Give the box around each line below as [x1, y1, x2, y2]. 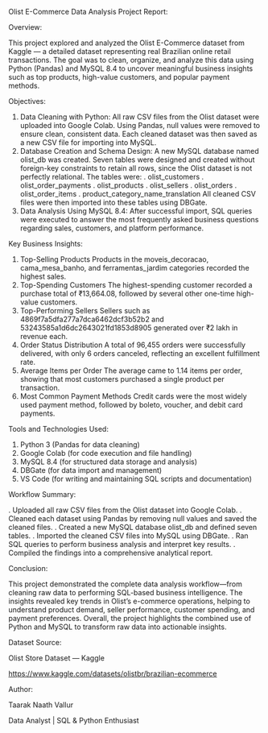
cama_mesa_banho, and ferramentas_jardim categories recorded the [19, 263, 249, 272]
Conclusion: [8, 564, 48, 573]
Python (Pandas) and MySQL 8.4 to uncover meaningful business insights [8, 64, 254, 73]
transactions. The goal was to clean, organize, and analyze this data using [8, 56, 254, 64]
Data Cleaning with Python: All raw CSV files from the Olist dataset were [19, 112, 260, 122]
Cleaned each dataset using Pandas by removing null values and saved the [8, 514, 258, 523]
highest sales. [19, 271, 67, 281]
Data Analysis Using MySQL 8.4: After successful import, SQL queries [19, 206, 253, 216]
